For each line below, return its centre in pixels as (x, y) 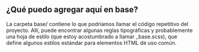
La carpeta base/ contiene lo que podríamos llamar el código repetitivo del (97, 24)
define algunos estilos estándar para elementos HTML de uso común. (91, 43)
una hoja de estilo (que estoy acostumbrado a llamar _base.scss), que (92, 36)
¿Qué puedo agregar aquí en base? (72, 10)
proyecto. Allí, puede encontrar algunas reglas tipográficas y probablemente (99, 30)
